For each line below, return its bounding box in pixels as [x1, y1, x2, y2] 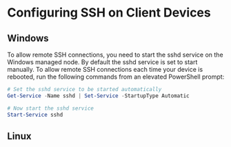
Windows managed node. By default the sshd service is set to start [7, 58, 198, 66]
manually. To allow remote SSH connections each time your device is [7, 66, 203, 73]
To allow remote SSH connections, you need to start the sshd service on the [7, 50, 223, 59]
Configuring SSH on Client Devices [7, 5, 212, 21]
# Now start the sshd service [7, 105, 94, 112]
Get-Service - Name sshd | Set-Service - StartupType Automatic [7, 92, 190, 99]
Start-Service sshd [7, 111, 63, 118]
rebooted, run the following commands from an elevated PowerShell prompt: [7, 72, 225, 81]
